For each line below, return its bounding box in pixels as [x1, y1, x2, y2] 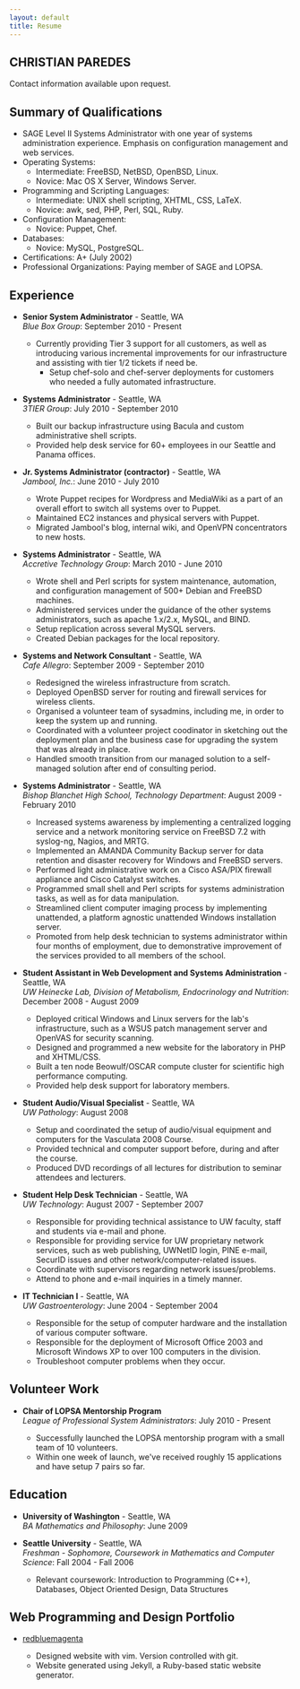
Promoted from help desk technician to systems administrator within [35, 931, 288, 941]
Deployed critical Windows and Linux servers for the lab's [35, 1013, 249, 1024]
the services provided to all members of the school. [35, 949, 227, 960]
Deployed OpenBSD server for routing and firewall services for [35, 687, 267, 697]
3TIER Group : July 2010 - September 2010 [21, 403, 179, 413]
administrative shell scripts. [35, 429, 137, 440]
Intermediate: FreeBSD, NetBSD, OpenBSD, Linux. [35, 167, 219, 178]
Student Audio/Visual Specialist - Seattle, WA [21, 1097, 195, 1108]
